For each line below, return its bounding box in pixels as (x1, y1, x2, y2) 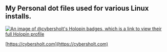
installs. (5, 12, 32, 21)
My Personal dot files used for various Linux (5, 4, 149, 13)
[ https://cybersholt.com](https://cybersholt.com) (5, 41, 109, 47)
